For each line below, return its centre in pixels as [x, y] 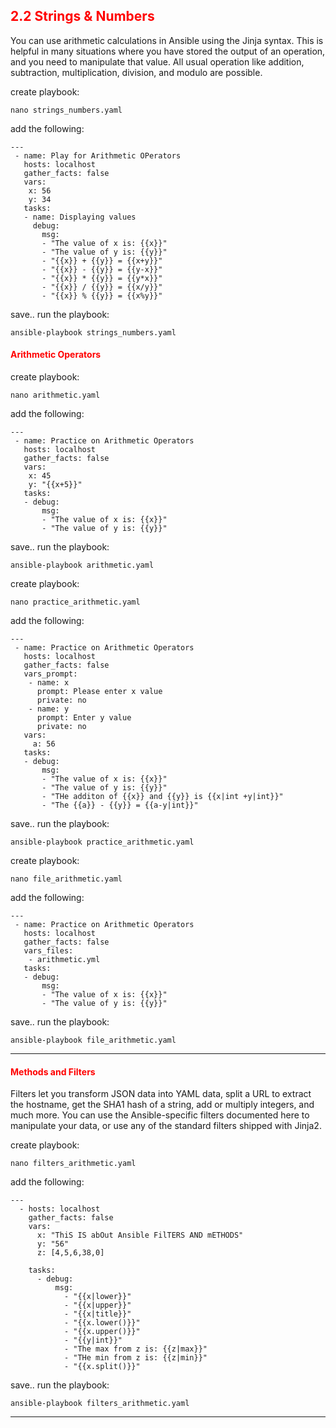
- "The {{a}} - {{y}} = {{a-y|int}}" [120, 805]
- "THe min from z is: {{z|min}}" [135, 1358]
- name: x [49, 683]
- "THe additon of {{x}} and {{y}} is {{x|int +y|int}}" [162, 797]
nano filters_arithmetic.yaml [73, 1164]
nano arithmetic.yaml [55, 395]
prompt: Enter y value [84, 718]
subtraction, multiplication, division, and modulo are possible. [136, 72]
